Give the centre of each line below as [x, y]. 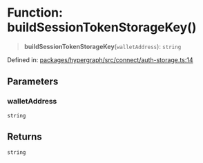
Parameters [33, 82]
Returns [25, 137]
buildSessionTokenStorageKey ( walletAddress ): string [103, 46]
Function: [35, 13]
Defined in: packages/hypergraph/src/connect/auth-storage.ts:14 [100, 59]
